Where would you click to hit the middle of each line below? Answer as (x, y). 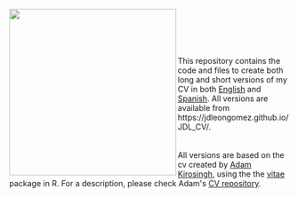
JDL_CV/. (194, 127)
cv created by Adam (214, 165)
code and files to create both (230, 70)
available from (203, 108)
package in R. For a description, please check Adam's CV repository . (135, 183)
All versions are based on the (231, 155)
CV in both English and (219, 89)
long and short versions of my (232, 79)
